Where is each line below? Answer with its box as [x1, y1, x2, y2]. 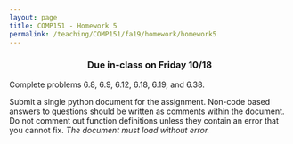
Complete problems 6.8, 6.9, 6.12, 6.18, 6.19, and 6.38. [9, 79, 205, 90]
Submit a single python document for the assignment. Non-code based [9, 96, 271, 107]
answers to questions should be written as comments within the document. [9, 106, 285, 116]
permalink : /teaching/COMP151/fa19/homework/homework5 [9, 29, 217, 38]
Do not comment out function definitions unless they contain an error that [9, 115, 279, 125]
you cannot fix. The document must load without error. [9, 124, 210, 135]
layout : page [9, 12, 58, 22]
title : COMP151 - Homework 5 [9, 21, 118, 30]
